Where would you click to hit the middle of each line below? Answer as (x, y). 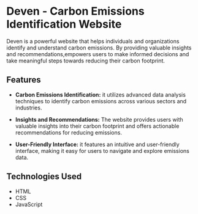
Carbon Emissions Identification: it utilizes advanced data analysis (100, 94)
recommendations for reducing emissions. (69, 132)
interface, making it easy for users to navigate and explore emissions (102, 150)
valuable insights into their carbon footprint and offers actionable (97, 126)
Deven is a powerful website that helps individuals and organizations (93, 41)
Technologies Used (44, 176)
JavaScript (29, 204)
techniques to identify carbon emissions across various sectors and (101, 101)
